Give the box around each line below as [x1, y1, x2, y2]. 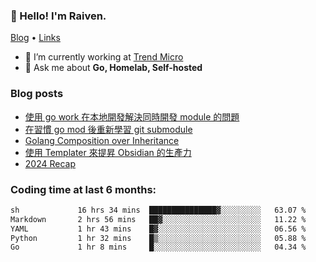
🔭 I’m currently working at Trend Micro [24, 51, 184, 63]
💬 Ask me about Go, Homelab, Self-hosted [24, 62, 203, 74]
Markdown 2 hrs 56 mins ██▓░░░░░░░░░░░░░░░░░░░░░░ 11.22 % [10, 214, 307, 224]
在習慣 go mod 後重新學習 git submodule [24, 123, 193, 135]
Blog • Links [10, 32, 61, 44]
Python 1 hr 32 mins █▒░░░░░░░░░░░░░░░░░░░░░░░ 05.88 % [10, 233, 307, 243]
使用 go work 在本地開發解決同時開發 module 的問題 [24, 110, 240, 123]
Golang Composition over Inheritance [24, 134, 180, 146]
